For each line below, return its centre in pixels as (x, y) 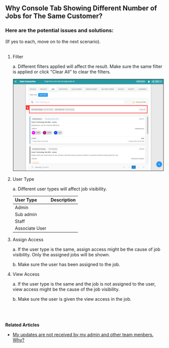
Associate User (31, 228)
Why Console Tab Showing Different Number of (81, 8)
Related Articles (22, 325)
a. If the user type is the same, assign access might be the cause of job (87, 249)
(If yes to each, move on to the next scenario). (53, 41)
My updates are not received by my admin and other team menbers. (83, 334)
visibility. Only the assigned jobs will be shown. (61, 254)
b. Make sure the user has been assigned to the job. (66, 264)
